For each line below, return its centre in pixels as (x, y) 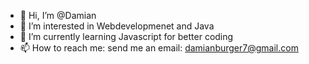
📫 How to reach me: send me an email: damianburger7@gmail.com (159, 48)
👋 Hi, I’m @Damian (58, 15)
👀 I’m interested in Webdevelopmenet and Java (117, 26)
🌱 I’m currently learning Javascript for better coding (126, 36)
